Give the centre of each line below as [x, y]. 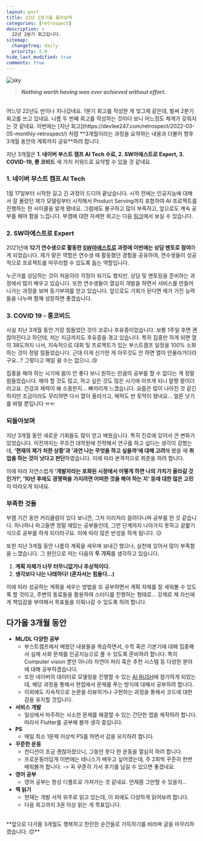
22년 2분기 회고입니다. [37, 35]
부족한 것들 [22, 503]
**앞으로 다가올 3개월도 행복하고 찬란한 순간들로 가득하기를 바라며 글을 [90, 824]
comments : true [25, 63]
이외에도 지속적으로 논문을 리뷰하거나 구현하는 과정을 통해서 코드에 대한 [108, 692]
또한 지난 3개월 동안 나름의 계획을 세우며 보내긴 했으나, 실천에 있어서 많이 [93, 546]
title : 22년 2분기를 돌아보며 [39, 18]
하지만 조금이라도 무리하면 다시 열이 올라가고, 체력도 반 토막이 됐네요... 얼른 [95, 396]
